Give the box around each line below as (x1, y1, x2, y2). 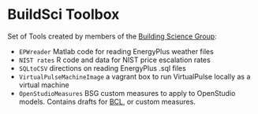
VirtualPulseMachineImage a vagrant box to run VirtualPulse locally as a (18, 72, 251, 81)
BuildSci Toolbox (7, 6, 120, 24)
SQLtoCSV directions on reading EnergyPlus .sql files (18, 63, 186, 72)
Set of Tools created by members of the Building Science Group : (7, 31, 218, 41)
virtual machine (18, 80, 69, 90)
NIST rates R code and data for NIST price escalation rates (18, 55, 211, 64)
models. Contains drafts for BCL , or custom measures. (18, 97, 196, 106)
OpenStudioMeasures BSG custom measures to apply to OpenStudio (18, 88, 236, 97)
